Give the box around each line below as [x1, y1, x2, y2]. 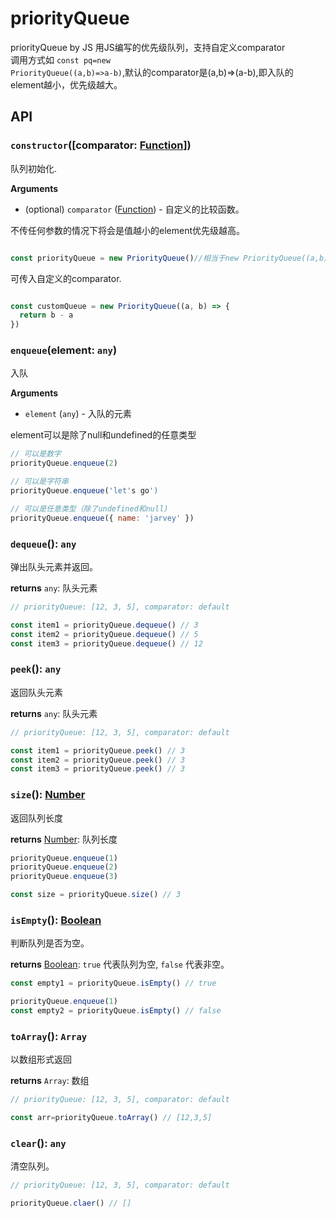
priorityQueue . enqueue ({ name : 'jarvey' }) [10, 513, 195, 523]
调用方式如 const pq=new [10, 53, 111, 66]
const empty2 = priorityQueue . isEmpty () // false [10, 1006, 222, 1016]
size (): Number [10, 788, 86, 802]
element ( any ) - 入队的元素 [24, 408, 132, 420]
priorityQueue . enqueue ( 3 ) [10, 872, 118, 882]
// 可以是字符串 [10, 477, 69, 487]
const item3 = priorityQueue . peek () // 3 [10, 764, 186, 774]
